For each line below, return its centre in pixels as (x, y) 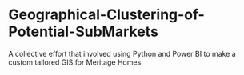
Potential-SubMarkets (83, 32)
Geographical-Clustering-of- (107, 15)
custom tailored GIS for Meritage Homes (75, 62)
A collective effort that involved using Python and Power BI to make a (122, 53)
